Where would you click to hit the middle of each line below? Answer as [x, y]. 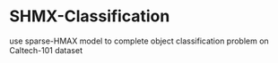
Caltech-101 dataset [46, 50]
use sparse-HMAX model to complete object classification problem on [139, 41]
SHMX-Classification [90, 16]
